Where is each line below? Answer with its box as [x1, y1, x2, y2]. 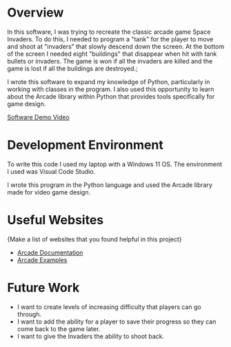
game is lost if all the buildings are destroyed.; [7, 64, 138, 72]
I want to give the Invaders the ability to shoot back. [17, 332, 165, 340]
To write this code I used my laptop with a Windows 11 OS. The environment [7, 160, 223, 168]
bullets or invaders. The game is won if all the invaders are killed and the [7, 57, 213, 65]
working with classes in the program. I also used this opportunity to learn [7, 85, 214, 93]
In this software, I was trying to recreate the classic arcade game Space [7, 28, 211, 36]
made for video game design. [7, 188, 91, 196]
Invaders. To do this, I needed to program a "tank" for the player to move [7, 34, 214, 43]
